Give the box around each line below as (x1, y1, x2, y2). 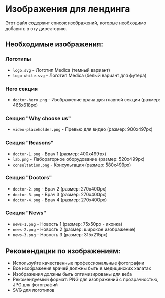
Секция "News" (5, 209, 47, 216)
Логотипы (5, 56, 31, 63)
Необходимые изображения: (5, 40, 103, 49)
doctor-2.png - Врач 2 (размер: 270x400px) (12, 185, 107, 192)
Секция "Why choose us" (5, 115, 71, 122)
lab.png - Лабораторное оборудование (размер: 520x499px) (12, 156, 145, 162)
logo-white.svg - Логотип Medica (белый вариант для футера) (12, 72, 147, 78)
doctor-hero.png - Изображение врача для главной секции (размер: (12, 96, 161, 102)
